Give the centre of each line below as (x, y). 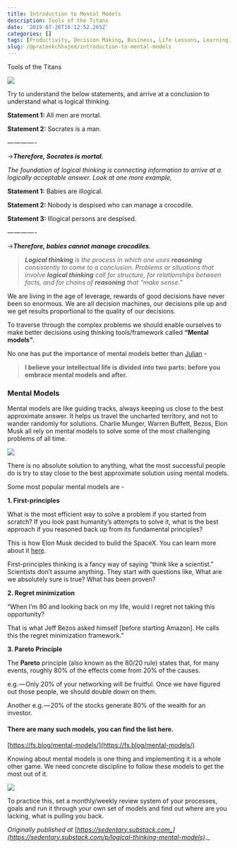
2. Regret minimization (41, 593)
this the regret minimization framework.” (66, 636)
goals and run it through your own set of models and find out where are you (117, 808)
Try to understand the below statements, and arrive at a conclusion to (109, 94)
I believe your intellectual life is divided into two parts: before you (122, 367)
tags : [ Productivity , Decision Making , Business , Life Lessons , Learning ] (120, 40)
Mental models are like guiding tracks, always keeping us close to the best (115, 408)
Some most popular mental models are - (66, 487)
